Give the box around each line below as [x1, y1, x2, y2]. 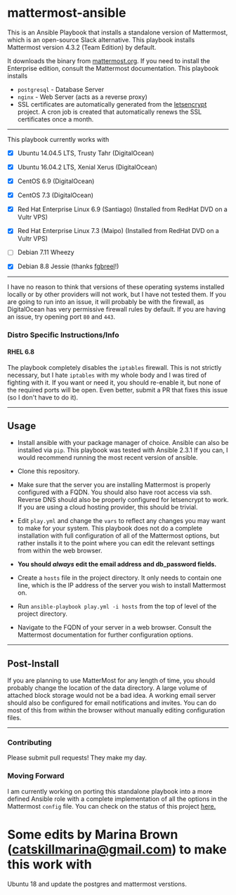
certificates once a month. [17, 114, 94, 124]
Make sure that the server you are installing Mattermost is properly [17, 481, 211, 489]
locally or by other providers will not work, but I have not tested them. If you [7, 290, 226, 299]
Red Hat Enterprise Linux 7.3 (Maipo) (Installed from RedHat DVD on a [17, 227, 219, 235]
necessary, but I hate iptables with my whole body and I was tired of [7, 371, 207, 379]
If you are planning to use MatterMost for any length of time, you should [7, 676, 216, 685]
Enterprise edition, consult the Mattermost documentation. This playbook [7, 64, 219, 72]
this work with [7, 856, 93, 872]
